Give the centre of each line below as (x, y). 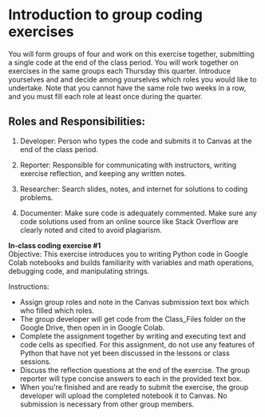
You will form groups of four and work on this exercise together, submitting (131, 54)
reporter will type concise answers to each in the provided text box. (131, 379)
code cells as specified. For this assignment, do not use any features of (137, 344)
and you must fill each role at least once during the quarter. (106, 96)
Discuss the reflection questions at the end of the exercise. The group (134, 370)
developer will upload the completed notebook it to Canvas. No (123, 395)
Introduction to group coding (106, 15)
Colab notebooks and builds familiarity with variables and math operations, (131, 263)
